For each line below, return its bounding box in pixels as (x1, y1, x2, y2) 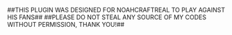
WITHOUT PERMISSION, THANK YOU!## (7, 21, 125, 28)
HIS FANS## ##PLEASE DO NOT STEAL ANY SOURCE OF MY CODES (7, 13, 207, 21)
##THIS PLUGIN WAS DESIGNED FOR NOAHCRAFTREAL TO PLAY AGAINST (7, 6, 226, 14)
